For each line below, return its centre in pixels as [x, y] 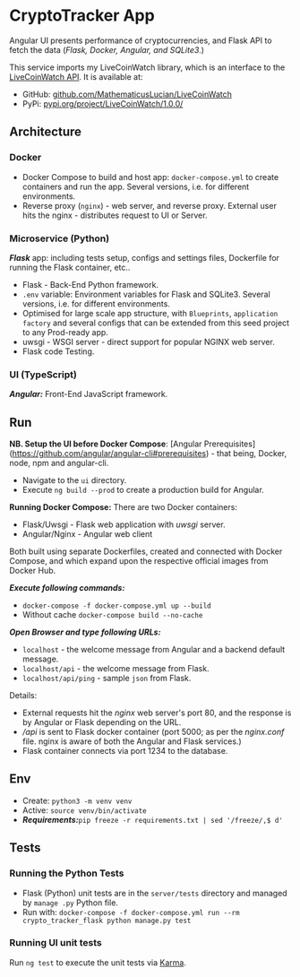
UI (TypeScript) [43, 375]
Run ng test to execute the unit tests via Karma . [98, 962]
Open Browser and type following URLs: [85, 632]
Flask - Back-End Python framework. [90, 284]
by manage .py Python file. [70, 903]
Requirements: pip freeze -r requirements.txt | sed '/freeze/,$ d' [153, 819]
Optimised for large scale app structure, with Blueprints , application [150, 313]
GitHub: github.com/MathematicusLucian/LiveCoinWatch [127, 94]
